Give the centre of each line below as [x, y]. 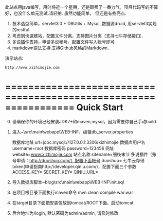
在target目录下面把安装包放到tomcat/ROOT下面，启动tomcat [73, 203]
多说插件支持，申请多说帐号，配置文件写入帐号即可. [64, 42]
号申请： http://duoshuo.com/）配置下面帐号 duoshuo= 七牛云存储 [78, 160]
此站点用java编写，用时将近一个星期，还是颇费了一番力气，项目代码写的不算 [81, 7]
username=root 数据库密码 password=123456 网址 [63, 148]
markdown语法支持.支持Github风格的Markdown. [60, 48]
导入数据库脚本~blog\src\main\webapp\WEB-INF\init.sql [68, 182]
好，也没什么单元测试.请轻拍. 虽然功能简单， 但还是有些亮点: [66, 13]
